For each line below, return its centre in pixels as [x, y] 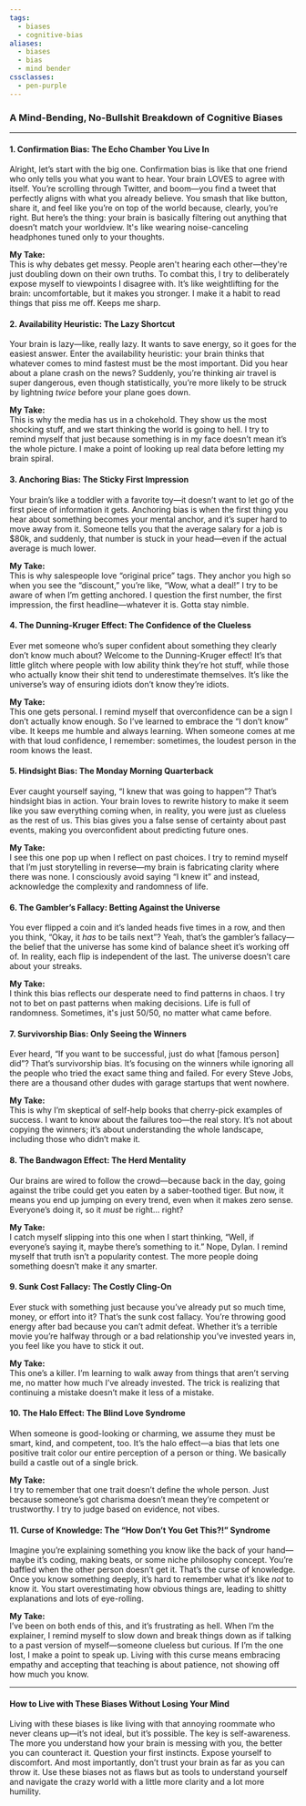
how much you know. [49, 1674]
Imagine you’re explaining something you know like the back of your [137, 1550]
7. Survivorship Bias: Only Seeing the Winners [98, 1034]
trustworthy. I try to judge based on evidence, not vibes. [115, 1509]
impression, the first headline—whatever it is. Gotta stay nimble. [129, 604]
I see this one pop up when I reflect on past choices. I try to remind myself [149, 857]
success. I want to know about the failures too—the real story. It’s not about [151, 1120]
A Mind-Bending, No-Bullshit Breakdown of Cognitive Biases [147, 117]
